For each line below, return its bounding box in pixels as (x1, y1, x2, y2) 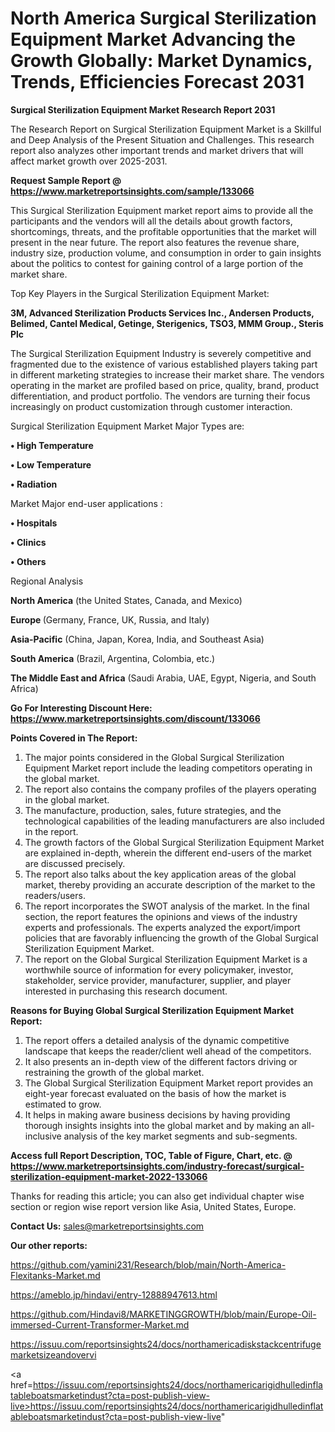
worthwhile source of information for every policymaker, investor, (24, 963, 294, 976)
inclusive (24, 1130, 62, 1142)
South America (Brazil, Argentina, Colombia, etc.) (10, 652, 216, 664)
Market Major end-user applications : (10, 497, 163, 509)
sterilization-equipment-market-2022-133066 (10, 1170, 208, 1182)
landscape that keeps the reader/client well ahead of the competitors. (24, 1045, 312, 1057)
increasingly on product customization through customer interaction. (10, 400, 293, 412)
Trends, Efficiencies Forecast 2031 (10, 71, 305, 94)
